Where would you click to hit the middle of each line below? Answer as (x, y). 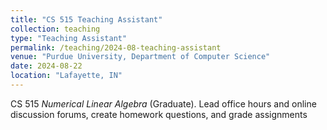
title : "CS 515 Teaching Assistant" (86, 19)
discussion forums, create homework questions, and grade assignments (159, 114)
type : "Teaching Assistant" (69, 38)
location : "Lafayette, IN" (66, 76)
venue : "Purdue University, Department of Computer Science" (140, 57)
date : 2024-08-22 (46, 66)
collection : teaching (55, 29)
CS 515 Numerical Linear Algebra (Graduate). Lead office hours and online (163, 103)
